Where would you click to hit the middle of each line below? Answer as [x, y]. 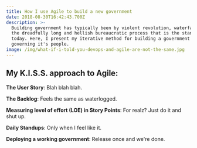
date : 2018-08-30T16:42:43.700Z [45, 17]
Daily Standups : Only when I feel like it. [54, 128]
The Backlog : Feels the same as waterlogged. [62, 99]
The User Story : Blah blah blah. [44, 87]
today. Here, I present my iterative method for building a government [101, 39]
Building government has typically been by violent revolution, [91, 28]
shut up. [16, 116]
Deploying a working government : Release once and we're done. [86, 139]
